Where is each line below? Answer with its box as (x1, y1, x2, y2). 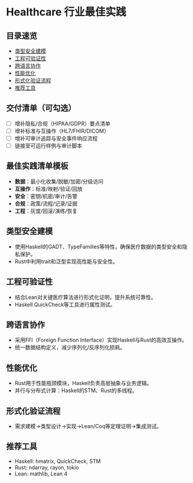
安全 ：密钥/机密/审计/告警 (14, 192, 78, 199)
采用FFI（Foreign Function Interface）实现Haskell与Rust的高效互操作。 (14, 337, 188, 344)
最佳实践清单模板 (6, 161, 68, 171)
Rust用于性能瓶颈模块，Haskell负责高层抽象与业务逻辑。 (14, 380, 152, 387)
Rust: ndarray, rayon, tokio (14, 464, 79, 471)
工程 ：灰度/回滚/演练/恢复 (14, 207, 78, 214)
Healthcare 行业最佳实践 (6, 5, 126, 19)
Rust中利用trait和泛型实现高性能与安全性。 (14, 258, 118, 265)
